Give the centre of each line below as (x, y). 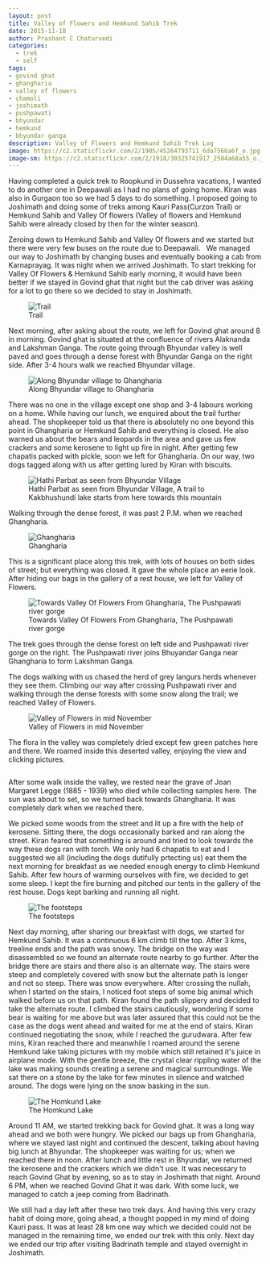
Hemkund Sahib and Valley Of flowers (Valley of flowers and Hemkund (125, 215)
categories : (28, 46)
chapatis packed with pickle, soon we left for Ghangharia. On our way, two (131, 456)
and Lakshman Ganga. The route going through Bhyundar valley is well (125, 348)
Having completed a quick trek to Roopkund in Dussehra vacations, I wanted (135, 181)
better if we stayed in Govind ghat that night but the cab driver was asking (131, 282)
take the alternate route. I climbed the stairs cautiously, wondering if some (131, 1009)
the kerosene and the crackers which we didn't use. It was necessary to (127, 1169)
